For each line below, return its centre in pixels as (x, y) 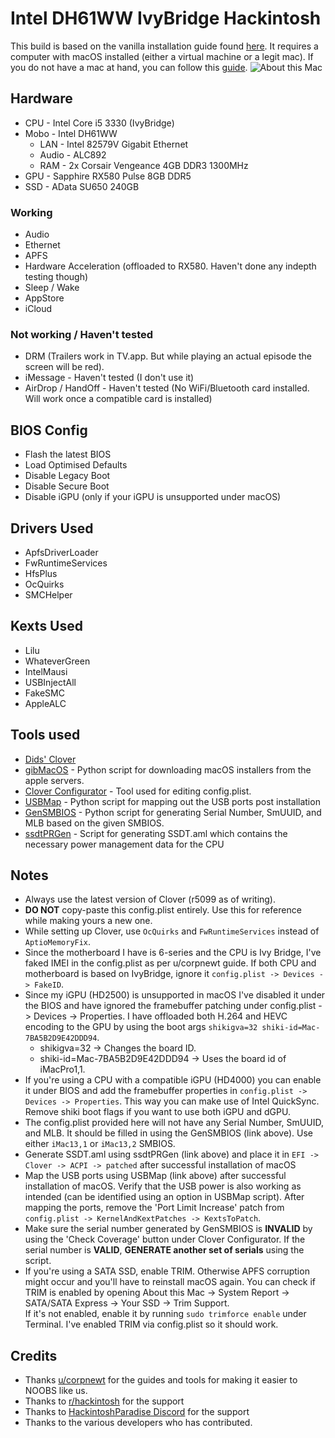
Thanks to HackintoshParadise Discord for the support (137, 1412)
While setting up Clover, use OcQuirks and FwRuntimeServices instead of (172, 931)
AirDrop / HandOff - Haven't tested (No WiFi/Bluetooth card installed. (167, 388)
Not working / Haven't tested (82, 334)
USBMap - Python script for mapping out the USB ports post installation (172, 801)
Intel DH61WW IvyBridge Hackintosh (166, 18)
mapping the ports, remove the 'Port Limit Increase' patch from (154, 1208)
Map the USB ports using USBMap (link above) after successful (155, 1176)
